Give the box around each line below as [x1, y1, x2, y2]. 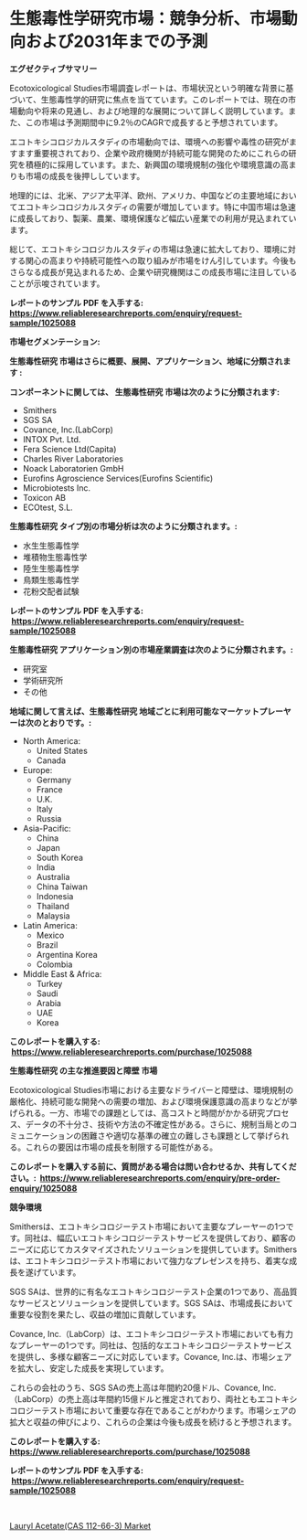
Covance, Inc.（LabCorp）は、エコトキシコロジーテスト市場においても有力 [9, 1328, 294, 1339]
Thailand [36, 900, 70, 911]
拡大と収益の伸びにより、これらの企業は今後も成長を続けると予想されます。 [9, 1416, 297, 1427]
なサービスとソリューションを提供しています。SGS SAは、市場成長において [9, 1297, 294, 1308]
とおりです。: [40, 717, 92, 728]
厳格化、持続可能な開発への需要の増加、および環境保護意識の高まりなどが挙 [9, 1096, 298, 1107]
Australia [36, 871, 70, 882]
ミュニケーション [9, 1130, 74, 1141]
